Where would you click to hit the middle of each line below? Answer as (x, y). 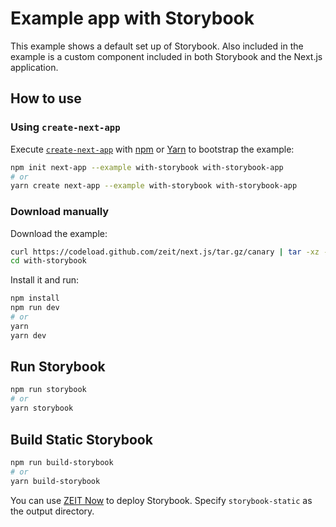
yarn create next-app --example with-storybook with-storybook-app (154, 186)
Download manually (60, 212)
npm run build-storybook (62, 462)
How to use (46, 98)
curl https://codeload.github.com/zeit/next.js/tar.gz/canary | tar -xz (165, 252)
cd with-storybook (48, 261)
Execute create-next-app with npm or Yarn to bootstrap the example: (152, 149)
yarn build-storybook (55, 481)
